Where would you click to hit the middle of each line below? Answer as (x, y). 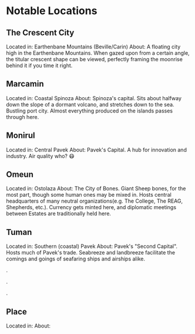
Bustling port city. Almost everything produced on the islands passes (90, 111)
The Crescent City (40, 33)
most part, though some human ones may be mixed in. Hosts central (89, 195)
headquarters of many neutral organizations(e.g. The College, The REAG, (95, 201)
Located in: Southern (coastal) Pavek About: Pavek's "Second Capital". (92, 246)
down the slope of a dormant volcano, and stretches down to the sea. (90, 104)
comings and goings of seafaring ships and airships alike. (76, 259)
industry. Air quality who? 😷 (40, 156)
